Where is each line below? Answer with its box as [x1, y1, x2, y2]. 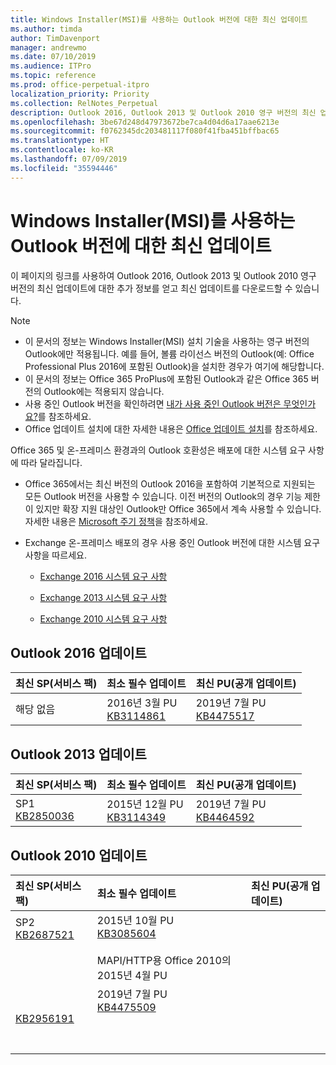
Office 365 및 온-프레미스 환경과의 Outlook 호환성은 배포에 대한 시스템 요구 [10, 444, 307, 456]
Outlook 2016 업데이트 [10, 644, 147, 661]
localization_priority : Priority [10, 89, 150, 99]
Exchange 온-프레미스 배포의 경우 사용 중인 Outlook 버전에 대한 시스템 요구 [24, 536, 321, 548]
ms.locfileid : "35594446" [10, 163, 118, 173]
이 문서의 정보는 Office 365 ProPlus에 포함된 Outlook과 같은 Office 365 [24, 372, 309, 385]
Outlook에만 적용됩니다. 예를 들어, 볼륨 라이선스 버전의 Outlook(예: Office [24, 347, 315, 360]
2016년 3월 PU [106, 696, 178, 710]
